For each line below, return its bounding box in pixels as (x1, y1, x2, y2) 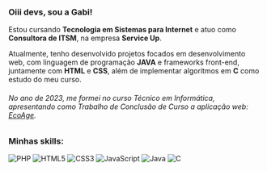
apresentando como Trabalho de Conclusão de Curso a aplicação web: (8, 102, 248, 111)
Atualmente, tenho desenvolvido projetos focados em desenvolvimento (8, 49, 246, 59)
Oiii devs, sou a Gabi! (8, 6, 93, 18)
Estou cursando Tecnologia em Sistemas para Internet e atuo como (8, 25, 237, 35)
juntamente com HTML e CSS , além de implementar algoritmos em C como (8, 66, 260, 76)
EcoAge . (8, 110, 36, 119)
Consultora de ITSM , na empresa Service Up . (8, 33, 162, 43)
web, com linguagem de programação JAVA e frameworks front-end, (8, 57, 240, 67)
